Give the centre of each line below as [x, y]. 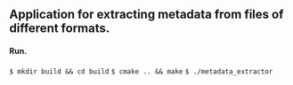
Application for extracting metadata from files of [146, 15]
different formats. [60, 29]
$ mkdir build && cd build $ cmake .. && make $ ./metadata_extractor [141, 71]
